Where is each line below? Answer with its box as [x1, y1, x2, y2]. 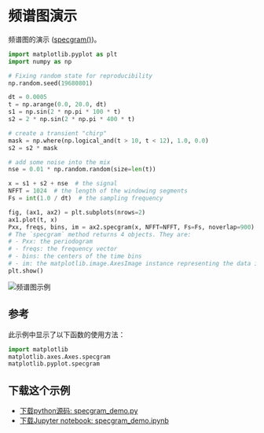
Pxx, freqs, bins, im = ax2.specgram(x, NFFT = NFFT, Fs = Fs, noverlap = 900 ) [8, 223, 255, 231]
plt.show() [8, 266, 44, 275]
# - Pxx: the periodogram [8, 237, 93, 246]
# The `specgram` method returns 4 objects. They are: [8, 230, 192, 238]
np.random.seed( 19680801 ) [8, 79, 93, 87]
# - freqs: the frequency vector [8, 245, 118, 253]
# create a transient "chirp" [8, 129, 108, 138]
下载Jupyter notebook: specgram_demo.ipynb [19, 416, 169, 425]
